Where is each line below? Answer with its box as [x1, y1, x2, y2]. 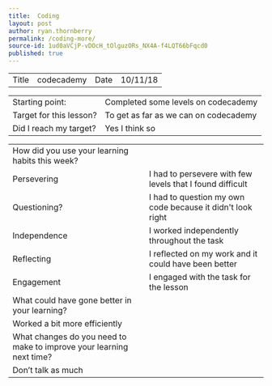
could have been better [148, 258, 237, 269]
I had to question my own [148, 192, 245, 202]
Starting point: [12, 96, 66, 108]
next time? [12, 351, 53, 363]
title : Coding [8, 11, 60, 20]
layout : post [8, 19, 53, 28]
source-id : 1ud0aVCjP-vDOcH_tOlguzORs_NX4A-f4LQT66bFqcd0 [8, 42, 208, 50]
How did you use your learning [12, 145, 130, 156]
